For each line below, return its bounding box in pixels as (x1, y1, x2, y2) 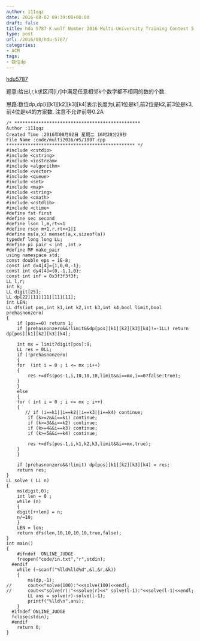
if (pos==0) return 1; (17, 320, 74, 326)
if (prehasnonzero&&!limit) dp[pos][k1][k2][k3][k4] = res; (17, 462, 170, 468)
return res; (17, 467, 47, 473)
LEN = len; (17, 525, 44, 531)
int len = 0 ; (17, 493, 52, 499)
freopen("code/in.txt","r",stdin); (17, 556, 106, 562)
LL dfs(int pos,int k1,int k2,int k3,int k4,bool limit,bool (6, 304, 162, 310)
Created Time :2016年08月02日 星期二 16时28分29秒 (6, 131, 127, 138)
